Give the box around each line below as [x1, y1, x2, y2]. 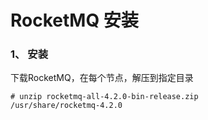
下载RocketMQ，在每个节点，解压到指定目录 [10, 72, 194, 84]
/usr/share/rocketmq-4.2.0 [10, 101, 123, 111]
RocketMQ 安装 [10, 9, 139, 32]
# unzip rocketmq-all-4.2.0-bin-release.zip [10, 92, 199, 102]
